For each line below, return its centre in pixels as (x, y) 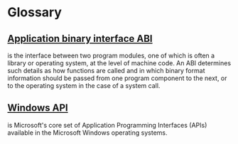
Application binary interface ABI (80, 39)
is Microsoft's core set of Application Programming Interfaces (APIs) (107, 125)
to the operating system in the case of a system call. (84, 85)
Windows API (38, 108)
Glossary (35, 12)
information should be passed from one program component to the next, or (117, 78)
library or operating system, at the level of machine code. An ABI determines (119, 63)
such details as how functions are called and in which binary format (106, 71)
